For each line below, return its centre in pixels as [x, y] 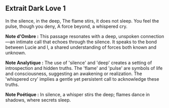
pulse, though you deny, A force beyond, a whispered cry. [67, 26]
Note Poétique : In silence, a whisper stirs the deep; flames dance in [78, 94]
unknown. [16, 52]
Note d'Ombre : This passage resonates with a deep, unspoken [72, 36]
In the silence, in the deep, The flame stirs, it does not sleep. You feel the [82, 21]
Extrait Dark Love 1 [36, 8]
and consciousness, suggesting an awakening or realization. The [74, 74]
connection [152, 36]
